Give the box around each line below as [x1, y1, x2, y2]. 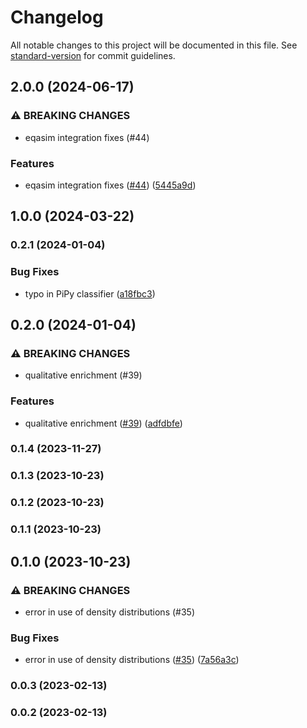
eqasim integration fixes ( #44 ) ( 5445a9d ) [24, 179, 197, 191]
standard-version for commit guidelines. [10, 49, 176, 61]
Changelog [10, 6, 104, 29]
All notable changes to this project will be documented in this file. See [10, 39, 298, 51]
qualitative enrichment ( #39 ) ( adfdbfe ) [24, 417, 183, 429]
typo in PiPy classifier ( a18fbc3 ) [24, 287, 156, 300]
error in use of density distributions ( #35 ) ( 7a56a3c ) [24, 654, 240, 666]
